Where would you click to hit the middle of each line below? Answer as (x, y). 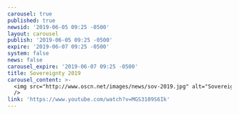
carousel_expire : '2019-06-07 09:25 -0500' (73, 67)
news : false (25, 60)
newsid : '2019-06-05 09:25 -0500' (59, 27)
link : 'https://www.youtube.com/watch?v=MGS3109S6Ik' (89, 100)
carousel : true (30, 14)
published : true (31, 21)
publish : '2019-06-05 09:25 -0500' (60, 40)
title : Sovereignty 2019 (44, 73)
